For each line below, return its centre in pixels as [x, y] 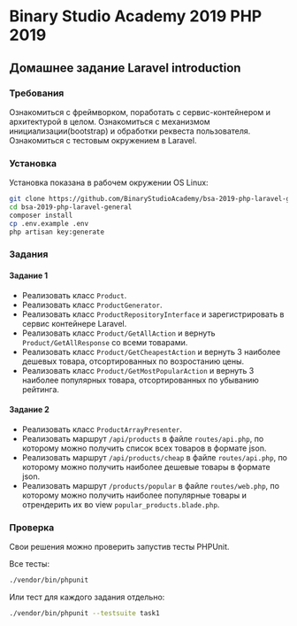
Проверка [32, 527]
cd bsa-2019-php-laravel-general [71, 207]
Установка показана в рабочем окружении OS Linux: [109, 182]
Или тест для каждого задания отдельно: [87, 597]
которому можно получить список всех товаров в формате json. [144, 448]
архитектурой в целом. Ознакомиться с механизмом [110, 121]
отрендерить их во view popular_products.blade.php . [121, 504]
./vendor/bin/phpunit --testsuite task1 [85, 614]
